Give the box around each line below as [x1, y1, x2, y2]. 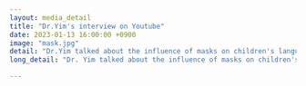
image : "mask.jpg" [9, 38, 79, 48]
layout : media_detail [9, 13, 92, 23]
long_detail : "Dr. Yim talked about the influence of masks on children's [9, 55, 300, 64]
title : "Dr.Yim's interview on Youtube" [9, 22, 166, 31]
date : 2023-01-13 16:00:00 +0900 [9, 30, 137, 39]
